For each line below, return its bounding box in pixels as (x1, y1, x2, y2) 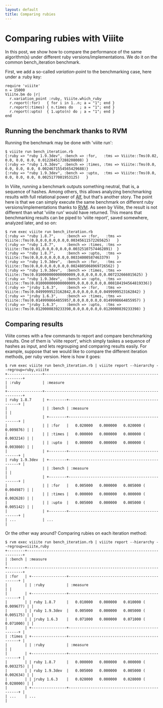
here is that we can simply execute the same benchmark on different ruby (5, 199, 154, 205)
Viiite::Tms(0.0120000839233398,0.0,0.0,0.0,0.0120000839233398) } (5, 307, 146, 311)
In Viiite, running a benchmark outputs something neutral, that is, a (5, 184, 140, 189)
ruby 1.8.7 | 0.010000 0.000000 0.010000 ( (33, 600, 146, 605)
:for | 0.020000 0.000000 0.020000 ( (51, 423, 146, 428)
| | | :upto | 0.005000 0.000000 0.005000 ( (5, 500, 146, 505)
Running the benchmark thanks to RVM (5, 127, 127, 135)
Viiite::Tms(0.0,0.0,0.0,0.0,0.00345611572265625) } (5, 238, 119, 243)
